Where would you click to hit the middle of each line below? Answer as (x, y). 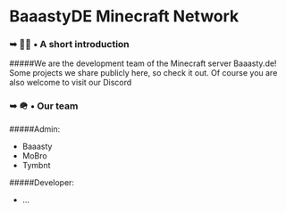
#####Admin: (35, 129)
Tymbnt (36, 165)
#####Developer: (42, 182)
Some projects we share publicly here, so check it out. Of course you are (143, 73)
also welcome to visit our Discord (71, 83)
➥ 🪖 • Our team (44, 106)
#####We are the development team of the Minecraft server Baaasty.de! (143, 63)
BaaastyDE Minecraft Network (124, 16)
